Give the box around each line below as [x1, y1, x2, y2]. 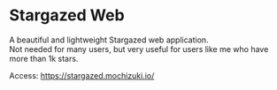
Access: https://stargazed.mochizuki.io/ [9, 70, 155, 80]
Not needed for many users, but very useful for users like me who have [9, 43, 269, 54]
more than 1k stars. [9, 53, 79, 64]
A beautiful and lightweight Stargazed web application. [9, 34, 210, 45]
